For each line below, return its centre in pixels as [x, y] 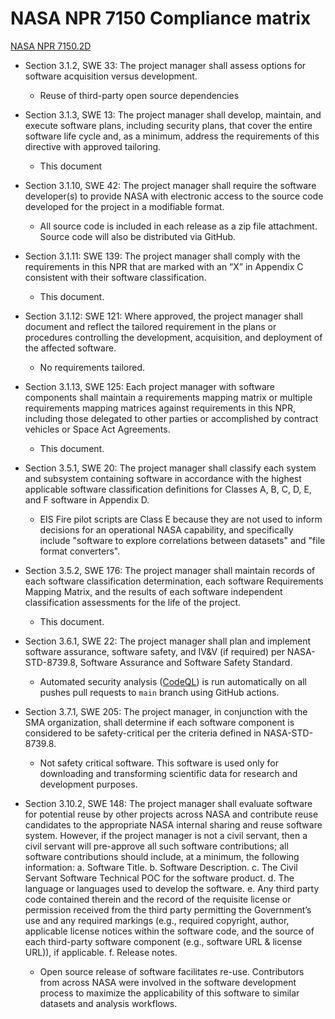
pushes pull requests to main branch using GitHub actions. [159, 692]
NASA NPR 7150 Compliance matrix [161, 18]
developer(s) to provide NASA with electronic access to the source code [174, 196]
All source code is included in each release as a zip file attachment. [178, 226]
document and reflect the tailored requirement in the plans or [150, 326]
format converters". [80, 551]
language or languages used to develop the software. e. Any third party [172, 888]
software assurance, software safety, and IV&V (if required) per [154, 651]
